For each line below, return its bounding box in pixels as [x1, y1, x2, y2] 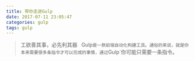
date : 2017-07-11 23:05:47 [6, 14, 72, 20]
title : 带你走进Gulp [6, 8, 53, 15]
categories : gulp [6, 19, 49, 25]
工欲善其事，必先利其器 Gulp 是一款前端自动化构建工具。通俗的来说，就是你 [20, 41, 189, 48]
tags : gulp [6, 24, 33, 31]
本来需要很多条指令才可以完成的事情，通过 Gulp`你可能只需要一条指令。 [20, 49, 178, 56]
